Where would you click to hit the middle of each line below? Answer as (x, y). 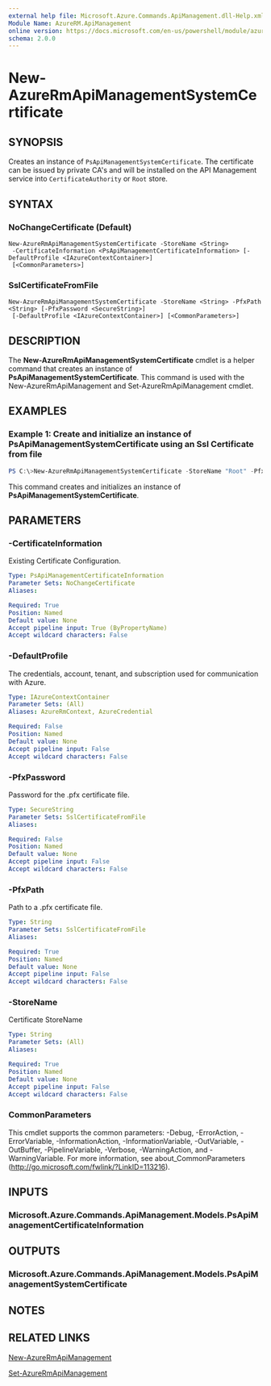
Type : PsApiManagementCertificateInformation (86, 576)
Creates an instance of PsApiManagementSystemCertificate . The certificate (131, 161)
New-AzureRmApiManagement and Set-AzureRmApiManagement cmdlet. (131, 386)
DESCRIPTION (44, 341)
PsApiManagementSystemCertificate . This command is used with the (126, 378)
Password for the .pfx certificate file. (69, 795)
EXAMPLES (38, 411)
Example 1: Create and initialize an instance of (100, 434)
